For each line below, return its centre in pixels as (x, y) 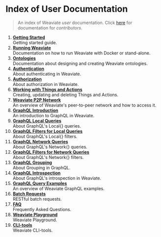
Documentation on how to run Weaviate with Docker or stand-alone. (81, 53)
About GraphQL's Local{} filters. (45, 136)
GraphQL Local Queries (37, 121)
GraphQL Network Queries (40, 141)
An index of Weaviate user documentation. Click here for (75, 23)
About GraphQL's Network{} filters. (48, 157)
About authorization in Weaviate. (46, 84)
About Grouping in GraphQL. (41, 167)
